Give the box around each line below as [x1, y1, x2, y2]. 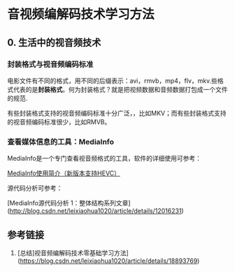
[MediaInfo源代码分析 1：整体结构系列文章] [7, 199, 131, 208]
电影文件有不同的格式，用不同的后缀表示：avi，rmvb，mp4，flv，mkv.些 [7, 76, 218, 85]
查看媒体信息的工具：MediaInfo [7, 137, 114, 147]
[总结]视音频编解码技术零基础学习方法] [17, 248, 129, 257]
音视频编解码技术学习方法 [7, 6, 155, 22]
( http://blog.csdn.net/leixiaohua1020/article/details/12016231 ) [7, 207, 184, 215]
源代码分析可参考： [7, 184, 63, 193]
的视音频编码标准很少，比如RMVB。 [7, 117, 111, 126]
